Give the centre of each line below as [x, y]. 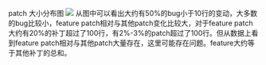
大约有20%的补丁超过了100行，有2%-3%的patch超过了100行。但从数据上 [130, 33]
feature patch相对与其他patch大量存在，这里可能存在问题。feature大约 [131, 43]
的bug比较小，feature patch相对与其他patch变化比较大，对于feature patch [131, 23]
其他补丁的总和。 [43, 53]
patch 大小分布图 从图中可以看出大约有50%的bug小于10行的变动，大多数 [133, 13]
